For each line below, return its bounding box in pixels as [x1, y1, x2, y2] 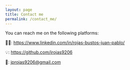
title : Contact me [5, 12, 43, 17]
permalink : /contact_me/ [5, 16, 57, 21]
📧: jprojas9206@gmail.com [5, 59, 61, 65]
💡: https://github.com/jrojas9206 [5, 49, 72, 55]
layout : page [5, 7, 32, 12]
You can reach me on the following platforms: [5, 30, 99, 36]
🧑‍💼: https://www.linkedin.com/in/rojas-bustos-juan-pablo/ [5, 40, 125, 46]
